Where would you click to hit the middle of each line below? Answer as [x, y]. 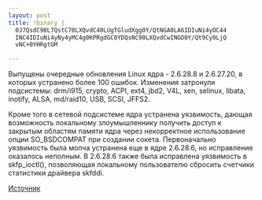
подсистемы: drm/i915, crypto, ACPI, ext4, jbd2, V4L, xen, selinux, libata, [127, 91]
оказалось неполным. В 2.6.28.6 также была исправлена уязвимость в [128, 156]
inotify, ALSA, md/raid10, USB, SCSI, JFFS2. [79, 99]
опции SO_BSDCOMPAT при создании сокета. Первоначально [112, 139]
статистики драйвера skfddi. [56, 173]
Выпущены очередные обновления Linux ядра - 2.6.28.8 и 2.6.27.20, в [125, 74]
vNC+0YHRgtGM [37, 45]
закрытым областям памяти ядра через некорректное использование [127, 131]
